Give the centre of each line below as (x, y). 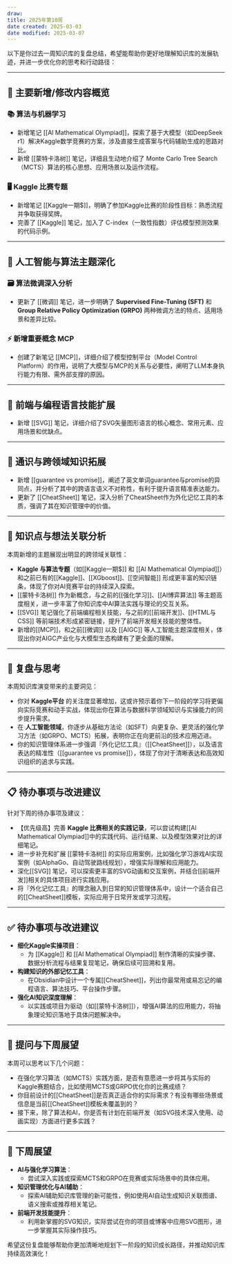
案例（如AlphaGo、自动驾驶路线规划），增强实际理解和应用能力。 (109, 863)
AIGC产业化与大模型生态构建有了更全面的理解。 (109, 638)
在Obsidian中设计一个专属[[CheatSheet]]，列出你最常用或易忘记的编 (125, 980)
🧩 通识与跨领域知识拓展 (57, 462)
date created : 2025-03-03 (44, 26)
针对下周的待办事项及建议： (47, 813)
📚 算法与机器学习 (37, 114)
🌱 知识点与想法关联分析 (57, 536)
